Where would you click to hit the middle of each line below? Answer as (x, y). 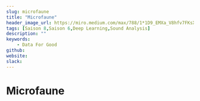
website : (17, 56)
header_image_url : (29, 23)
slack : (14, 61)
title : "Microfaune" (32, 17)
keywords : (18, 39)
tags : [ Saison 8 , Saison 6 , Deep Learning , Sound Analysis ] (78, 28)
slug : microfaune (28, 12)
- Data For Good (37, 45)
